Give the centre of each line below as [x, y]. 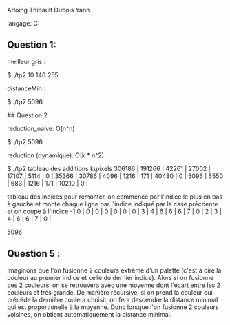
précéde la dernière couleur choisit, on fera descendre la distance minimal [113, 299]
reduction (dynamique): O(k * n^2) [56, 155]
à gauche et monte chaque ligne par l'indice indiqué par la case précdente [113, 204]
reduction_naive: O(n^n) [41, 128]
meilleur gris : [27, 61]
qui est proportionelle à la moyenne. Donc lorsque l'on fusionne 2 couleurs [113, 307]
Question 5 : [34, 254]
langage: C [22, 23]
